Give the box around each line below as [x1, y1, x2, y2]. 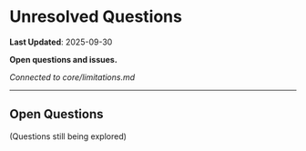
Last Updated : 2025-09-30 [9, 36, 113, 47]
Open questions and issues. [9, 54, 118, 65]
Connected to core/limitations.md [9, 71, 136, 83]
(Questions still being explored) [9, 130, 127, 142]
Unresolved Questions [9, 6, 182, 27]
